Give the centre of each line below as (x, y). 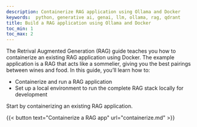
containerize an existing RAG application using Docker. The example (90, 58)
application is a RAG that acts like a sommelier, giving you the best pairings (99, 64)
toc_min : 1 (20, 28)
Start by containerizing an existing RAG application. (69, 106)
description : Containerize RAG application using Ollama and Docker (93, 12)
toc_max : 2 (20, 34)
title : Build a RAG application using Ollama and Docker (79, 23)
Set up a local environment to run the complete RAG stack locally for (99, 88)
